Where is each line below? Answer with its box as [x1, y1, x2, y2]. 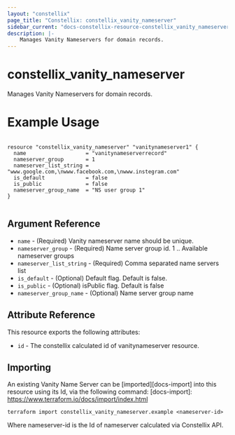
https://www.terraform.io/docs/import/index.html [7, 395, 148, 403]
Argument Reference [7, 218, 101, 230]
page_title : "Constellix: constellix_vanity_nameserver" [7, 17, 177, 24]
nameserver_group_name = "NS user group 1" [13, 187, 145, 194]
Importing [7, 362, 51, 374]
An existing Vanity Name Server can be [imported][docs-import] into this [7, 380, 217, 389]
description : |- [7, 29, 55, 37]
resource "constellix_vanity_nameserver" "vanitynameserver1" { [7, 144, 199, 151]
